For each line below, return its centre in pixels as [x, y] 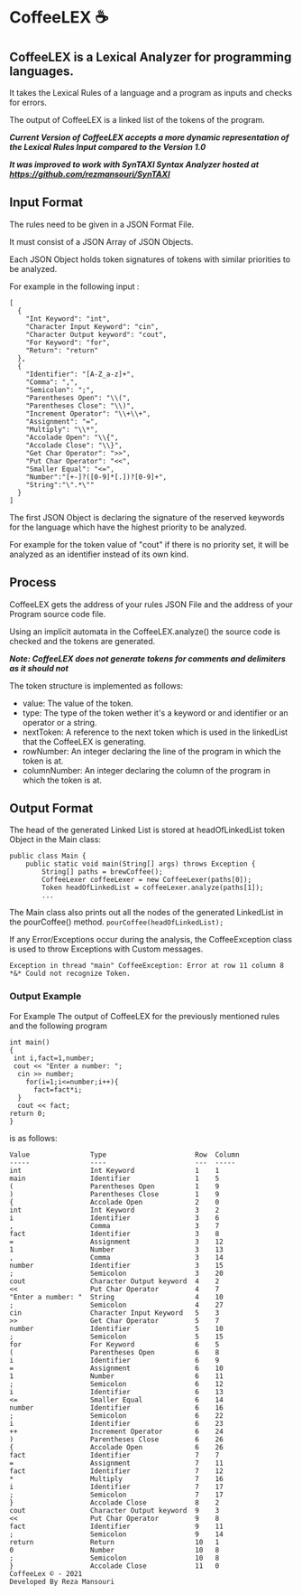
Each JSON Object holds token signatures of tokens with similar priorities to [150, 259]
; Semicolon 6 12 [116, 1384]
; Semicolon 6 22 [116, 1415]
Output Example [46, 997]
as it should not [39, 668]
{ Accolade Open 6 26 [116, 1447]
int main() [30, 1042]
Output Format [51, 808]
